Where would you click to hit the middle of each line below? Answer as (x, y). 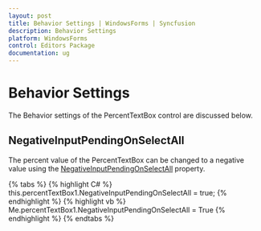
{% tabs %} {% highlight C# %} (60, 184)
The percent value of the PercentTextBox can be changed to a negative (126, 160)
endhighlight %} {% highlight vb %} (67, 201)
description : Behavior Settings (62, 31)
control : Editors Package (51, 46)
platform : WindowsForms (48, 38)
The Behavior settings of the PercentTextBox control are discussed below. (130, 115)
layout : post (30, 16)
